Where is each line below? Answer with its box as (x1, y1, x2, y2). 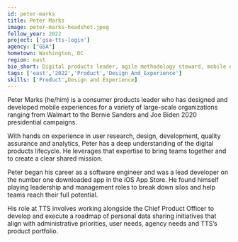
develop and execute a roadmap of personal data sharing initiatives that (7, 212, 217, 220)
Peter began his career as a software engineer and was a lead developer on (7, 168, 229, 177)
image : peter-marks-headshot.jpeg (7, 23, 110, 30)
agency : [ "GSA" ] (7, 43, 55, 50)
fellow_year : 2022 (7, 30, 62, 38)
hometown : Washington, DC (7, 50, 84, 57)
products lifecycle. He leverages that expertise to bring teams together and (7, 146, 227, 156)
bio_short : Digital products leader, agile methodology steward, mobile (7, 63, 227, 70)
